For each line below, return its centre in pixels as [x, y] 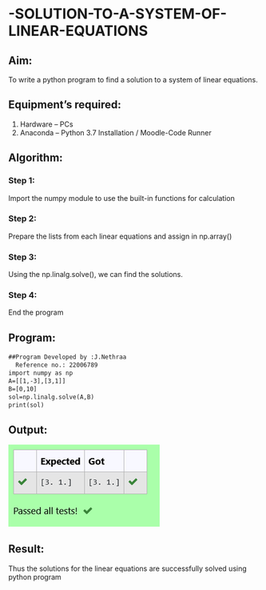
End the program [36, 312]
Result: [26, 549]
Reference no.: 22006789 [57, 365]
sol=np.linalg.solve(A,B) [51, 397]
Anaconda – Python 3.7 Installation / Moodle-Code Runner [115, 132]
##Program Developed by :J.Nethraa [67, 357]
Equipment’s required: [65, 105]
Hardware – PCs [46, 124]
